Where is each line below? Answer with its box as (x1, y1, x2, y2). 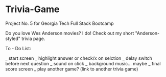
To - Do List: (5, 45, 32, 51)
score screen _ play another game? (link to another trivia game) (5, 66, 138, 72)
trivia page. (21, 35, 45, 42)
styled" (5, 35, 20, 42)
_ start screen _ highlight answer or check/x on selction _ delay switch (5, 55, 152, 61)
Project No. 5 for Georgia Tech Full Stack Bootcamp (5, 20, 114, 26)
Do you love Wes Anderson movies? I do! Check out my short (5, 30, 134, 36)
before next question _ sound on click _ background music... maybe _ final (5, 60, 161, 66)
